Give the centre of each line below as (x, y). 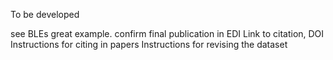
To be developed (45, 14)
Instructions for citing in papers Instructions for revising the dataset (149, 44)
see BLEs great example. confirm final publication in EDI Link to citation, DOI (167, 33)
